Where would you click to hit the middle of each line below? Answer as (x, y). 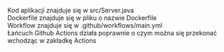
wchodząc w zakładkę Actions (52, 41)
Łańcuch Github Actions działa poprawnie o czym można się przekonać (112, 33)
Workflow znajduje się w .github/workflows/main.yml (85, 25)
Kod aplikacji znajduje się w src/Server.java (71, 10)
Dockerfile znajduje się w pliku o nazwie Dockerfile (82, 18)
